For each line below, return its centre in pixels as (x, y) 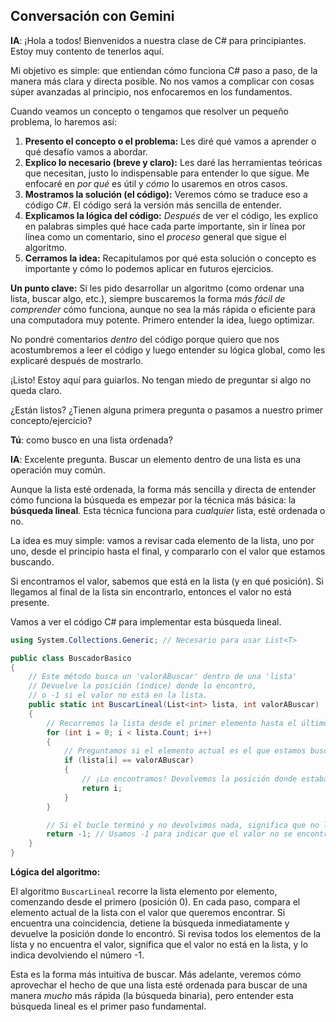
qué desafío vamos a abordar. (86, 151)
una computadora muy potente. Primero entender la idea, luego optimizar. (162, 320)
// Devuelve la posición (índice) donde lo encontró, (142, 686)
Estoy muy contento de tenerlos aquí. (87, 51)
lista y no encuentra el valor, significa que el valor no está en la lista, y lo (159, 945)
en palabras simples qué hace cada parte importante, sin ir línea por (165, 226)
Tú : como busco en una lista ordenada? (91, 440)
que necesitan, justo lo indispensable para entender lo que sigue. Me (167, 173)
